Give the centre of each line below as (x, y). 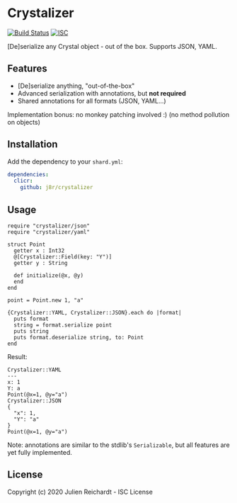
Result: (17, 357)
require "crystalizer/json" (49, 226)
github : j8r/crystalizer (57, 188)
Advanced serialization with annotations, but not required (102, 93)
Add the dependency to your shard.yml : (65, 162)
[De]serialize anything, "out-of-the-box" (76, 86)
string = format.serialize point (63, 325)
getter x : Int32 (39, 251)
